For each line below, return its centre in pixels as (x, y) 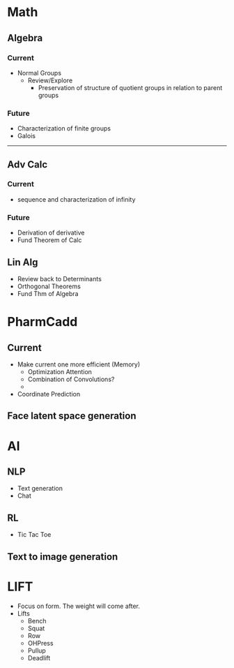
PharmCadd (42, 322)
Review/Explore (50, 80)
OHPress (40, 643)
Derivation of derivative (51, 233)
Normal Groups (39, 73)
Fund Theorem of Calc (49, 240)
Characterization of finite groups (64, 128)
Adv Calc (27, 164)
